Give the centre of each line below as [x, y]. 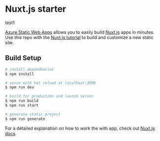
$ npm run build [22, 101]
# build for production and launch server [49, 96]
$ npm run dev [20, 87]
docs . [11, 133]
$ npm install [20, 74]
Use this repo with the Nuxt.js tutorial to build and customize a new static [80, 37]
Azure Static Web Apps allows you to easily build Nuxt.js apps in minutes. [80, 32]
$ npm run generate [25, 119]
